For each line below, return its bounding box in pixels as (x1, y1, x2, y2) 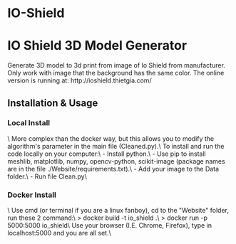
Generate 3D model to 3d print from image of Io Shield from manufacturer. (7, 61, 226, 70)
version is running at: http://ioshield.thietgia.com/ (7, 76, 152, 85)
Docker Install (7, 190, 57, 200)
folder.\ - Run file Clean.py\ (7, 172, 87, 181)
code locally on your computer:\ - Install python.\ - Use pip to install (7, 149, 206, 158)
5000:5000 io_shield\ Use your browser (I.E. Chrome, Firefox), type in (7, 221, 212, 230)
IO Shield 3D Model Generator (7, 38, 188, 54)
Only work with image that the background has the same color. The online (7, 69, 225, 78)
